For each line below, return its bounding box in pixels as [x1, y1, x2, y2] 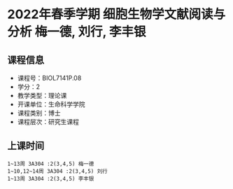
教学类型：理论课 [17, 92, 67, 99]
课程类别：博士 [17, 109, 61, 117]
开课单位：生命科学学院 [17, 100, 85, 108]
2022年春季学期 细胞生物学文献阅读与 [7, 6, 226, 22]
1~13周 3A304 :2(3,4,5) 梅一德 [7, 160, 94, 167]
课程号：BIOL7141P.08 [17, 74, 82, 82]
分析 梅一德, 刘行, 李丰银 [7, 24, 146, 40]
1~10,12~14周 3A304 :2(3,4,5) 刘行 [7, 167, 108, 175]
